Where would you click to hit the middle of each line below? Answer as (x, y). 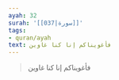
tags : (17, 30)
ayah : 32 (23, 15)
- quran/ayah (30, 38)
